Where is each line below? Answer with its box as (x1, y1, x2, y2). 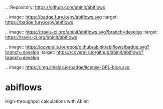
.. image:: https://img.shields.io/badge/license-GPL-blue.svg (5, 64, 130, 70)
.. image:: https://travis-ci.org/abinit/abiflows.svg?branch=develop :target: (5, 29, 158, 34)
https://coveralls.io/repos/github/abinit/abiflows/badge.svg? (25, 44, 149, 49)
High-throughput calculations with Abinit (5, 98, 89, 104)
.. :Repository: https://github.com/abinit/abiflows (5, 4, 105, 10)
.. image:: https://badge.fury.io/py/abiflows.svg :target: (5, 14, 118, 19)
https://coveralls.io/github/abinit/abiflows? (56, 49, 144, 55)
